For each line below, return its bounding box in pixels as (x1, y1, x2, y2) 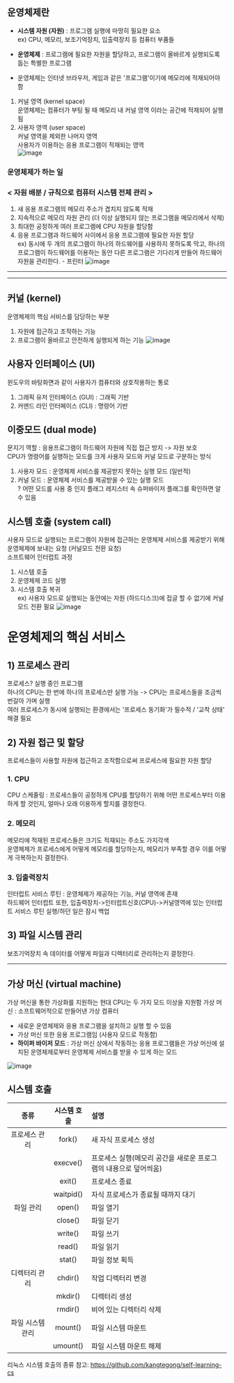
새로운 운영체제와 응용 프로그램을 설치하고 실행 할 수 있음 (17, 1021, 172, 1030)
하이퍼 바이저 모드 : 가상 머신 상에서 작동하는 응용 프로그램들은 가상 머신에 (17, 1039, 218, 1047)
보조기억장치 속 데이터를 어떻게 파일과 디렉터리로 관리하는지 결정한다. (7, 949, 195, 957)
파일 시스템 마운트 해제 (91, 1341, 162, 1351)
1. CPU (7, 774, 30, 784)
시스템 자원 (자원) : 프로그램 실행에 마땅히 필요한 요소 (17, 26, 162, 35)
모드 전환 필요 (17, 602, 55, 611)
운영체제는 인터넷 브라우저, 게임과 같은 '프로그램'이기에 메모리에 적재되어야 (17, 73, 221, 82)
